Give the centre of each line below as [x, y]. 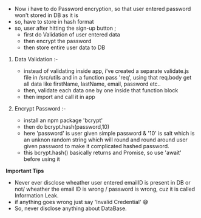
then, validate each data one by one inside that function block [101, 90]
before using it [42, 159]
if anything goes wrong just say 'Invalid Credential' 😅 [81, 202]
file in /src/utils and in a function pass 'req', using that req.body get [107, 77]
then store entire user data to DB [64, 47]
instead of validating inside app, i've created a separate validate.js [106, 71]
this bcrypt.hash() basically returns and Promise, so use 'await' [102, 152]
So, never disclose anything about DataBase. [70, 208]
